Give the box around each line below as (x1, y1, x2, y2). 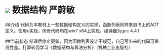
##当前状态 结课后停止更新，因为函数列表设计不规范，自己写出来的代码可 (5, 38, 155, 44)
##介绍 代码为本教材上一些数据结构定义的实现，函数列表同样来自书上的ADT (5, 22, 160, 27)
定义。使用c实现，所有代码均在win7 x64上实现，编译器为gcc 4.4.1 (5, 27, 140, 33)
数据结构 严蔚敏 (12, 4, 75, 16)
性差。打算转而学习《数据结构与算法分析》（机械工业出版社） (9, 44, 133, 50)
